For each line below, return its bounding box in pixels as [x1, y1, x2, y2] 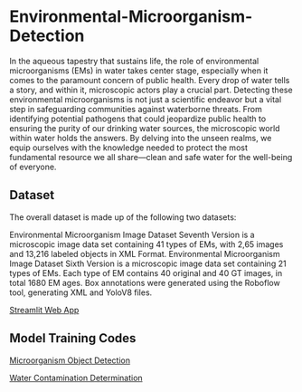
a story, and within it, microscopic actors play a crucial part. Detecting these [9, 84, 293, 95]
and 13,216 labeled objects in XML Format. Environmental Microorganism [9, 248, 280, 259]
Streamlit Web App [9, 304, 80, 315]
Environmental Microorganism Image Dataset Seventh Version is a [9, 229, 255, 240]
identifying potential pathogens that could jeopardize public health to [9, 113, 267, 124]
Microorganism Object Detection [9, 355, 131, 366]
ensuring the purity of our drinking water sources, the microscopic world [9, 122, 280, 133]
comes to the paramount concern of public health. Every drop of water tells [9, 74, 290, 85]
